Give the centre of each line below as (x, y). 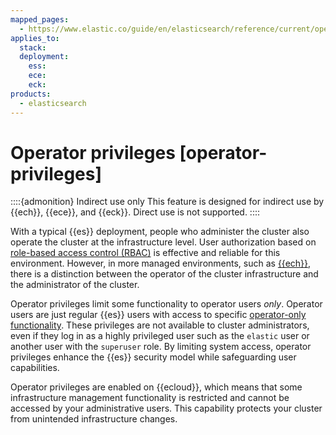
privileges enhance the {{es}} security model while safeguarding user (153, 357)
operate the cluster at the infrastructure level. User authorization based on (163, 242)
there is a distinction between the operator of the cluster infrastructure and (164, 274)
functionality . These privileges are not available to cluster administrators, (160, 325)
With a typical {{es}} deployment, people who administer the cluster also (160, 232)
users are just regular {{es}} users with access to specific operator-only (158, 315)
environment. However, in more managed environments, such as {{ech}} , (161, 263)
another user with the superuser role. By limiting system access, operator (161, 347)
